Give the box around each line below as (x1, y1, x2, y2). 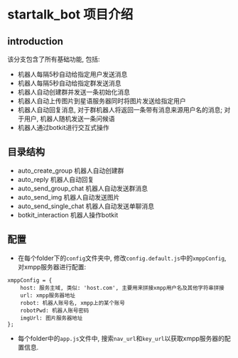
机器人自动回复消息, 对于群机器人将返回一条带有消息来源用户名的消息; (17, 106, 222, 114)
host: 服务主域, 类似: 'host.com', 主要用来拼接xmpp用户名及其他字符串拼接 (20, 284, 225, 291)
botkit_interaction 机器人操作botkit (17, 210, 119, 219)
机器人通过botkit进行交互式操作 (17, 124, 109, 131)
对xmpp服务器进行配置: (17, 262, 87, 271)
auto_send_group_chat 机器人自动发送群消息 (17, 184, 148, 192)
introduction (7, 35, 64, 47)
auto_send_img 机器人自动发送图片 (17, 192, 120, 201)
